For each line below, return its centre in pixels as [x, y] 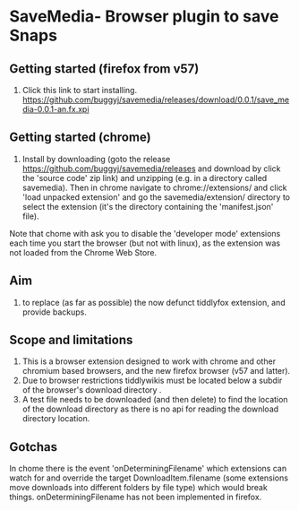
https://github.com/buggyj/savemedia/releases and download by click [151, 169]
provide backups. [54, 312]
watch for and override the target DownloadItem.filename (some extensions [149, 478]
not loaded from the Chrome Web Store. [83, 252]
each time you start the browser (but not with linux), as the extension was [145, 243]
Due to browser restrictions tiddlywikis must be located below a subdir [152, 381]
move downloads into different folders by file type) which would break [139, 488]
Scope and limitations [71, 340]
